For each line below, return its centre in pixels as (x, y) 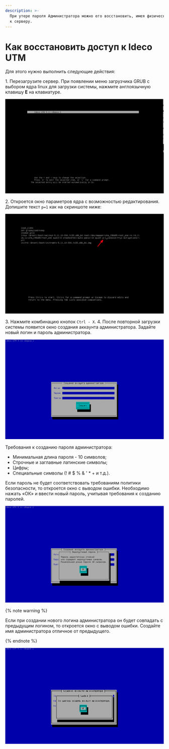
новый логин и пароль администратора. (48, 333)
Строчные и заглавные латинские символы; (60, 462)
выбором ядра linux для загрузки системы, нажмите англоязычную (78, 87)
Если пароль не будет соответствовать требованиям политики (73, 483)
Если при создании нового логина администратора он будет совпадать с (84, 620)
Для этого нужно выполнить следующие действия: (60, 72)
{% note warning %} (26, 610)
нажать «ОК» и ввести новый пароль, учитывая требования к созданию (83, 493)
